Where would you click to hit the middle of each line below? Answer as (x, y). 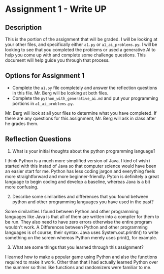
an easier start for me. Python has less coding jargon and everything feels (80, 171)
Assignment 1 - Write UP (56, 9)
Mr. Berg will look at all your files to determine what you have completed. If (81, 113)
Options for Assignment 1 (45, 76)
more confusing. (22, 187)
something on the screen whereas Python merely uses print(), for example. (81, 237)
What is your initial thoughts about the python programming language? (84, 151)
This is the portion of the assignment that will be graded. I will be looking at (81, 39)
